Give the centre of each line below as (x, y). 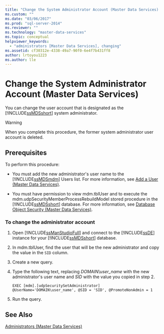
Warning (13, 122)
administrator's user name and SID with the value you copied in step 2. (83, 277)
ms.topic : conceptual (27, 37)
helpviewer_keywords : (27, 42)
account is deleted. (24, 137)
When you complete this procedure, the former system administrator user (79, 132)
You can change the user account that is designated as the (64, 108)
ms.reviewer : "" (22, 28)
